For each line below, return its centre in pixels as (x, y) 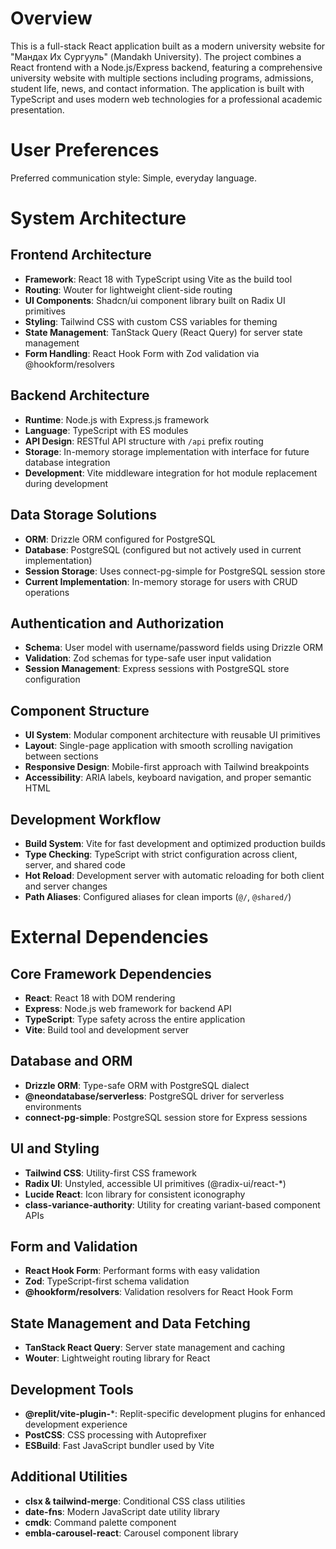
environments (53, 1106)
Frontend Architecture (81, 255)
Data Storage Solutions (84, 515)
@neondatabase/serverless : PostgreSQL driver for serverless (154, 1096)
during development (66, 483)
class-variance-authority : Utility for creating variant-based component (172, 1204)
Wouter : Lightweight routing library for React (117, 1358)
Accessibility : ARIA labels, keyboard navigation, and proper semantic (168, 778)
